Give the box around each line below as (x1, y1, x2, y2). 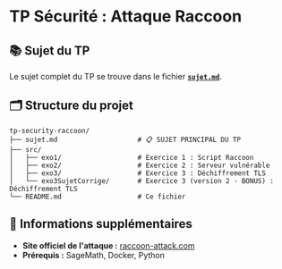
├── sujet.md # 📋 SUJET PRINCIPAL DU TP (9, 135, 242, 144)
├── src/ (9, 145, 42, 154)
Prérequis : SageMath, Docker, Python (21, 249, 166, 260)
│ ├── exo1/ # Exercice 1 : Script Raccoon (9, 153, 254, 162)
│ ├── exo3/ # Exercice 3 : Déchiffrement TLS (9, 168, 267, 178)
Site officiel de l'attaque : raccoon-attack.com (21, 240, 195, 251)
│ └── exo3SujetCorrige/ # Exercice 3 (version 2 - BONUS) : (9, 176, 275, 185)
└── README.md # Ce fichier (9, 192, 186, 201)
